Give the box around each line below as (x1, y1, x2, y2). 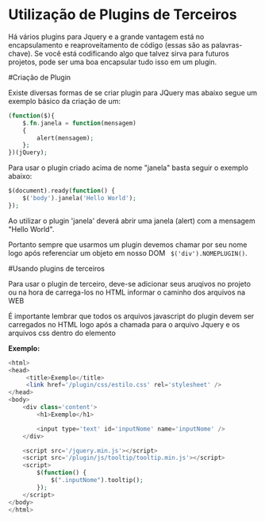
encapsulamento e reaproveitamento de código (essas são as (8, 40, 210, 49)
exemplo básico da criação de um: (8, 96, 121, 106)
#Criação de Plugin (8, 72, 71, 82)
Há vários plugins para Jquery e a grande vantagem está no (8, 32, 205, 41)
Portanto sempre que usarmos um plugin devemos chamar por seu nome (8, 240, 248, 249)
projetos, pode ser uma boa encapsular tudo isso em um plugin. (8, 57, 217, 67)
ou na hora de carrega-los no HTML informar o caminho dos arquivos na (8, 288, 246, 297)
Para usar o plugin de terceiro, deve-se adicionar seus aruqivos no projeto (8, 279, 252, 288)
